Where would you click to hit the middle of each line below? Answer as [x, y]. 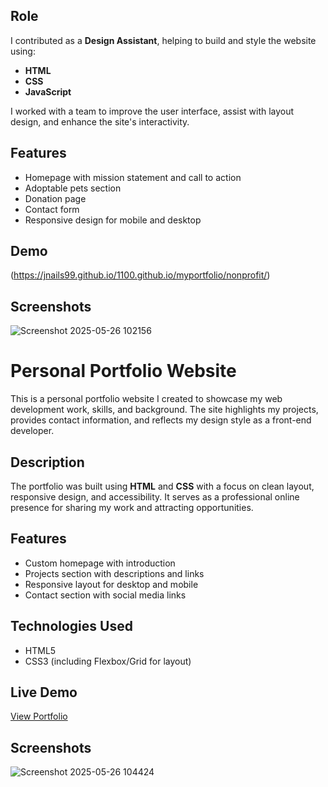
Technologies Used [71, 626]
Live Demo [44, 692]
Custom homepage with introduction [100, 563]
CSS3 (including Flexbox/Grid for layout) [108, 661]
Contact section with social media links [105, 595]
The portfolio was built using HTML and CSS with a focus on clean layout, [162, 486]
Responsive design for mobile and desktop [113, 220]
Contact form [52, 209]
